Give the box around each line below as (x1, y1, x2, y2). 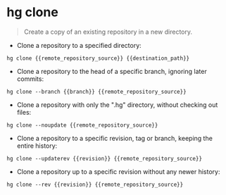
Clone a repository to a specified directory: (16, 41, 142, 49)
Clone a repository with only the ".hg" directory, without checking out (16, 100, 218, 109)
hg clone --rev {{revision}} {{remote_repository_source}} (6, 181, 184, 188)
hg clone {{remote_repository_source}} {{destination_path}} (6, 54, 190, 62)
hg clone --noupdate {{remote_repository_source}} (6, 121, 158, 129)
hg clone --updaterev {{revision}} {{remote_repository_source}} (6, 155, 202, 162)
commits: (16, 75, 44, 83)
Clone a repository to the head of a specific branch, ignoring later (16, 67, 207, 75)
